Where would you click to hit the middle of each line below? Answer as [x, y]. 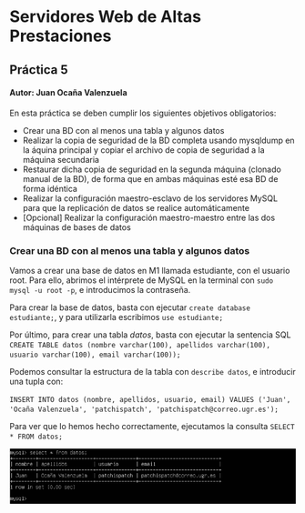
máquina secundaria [61, 159]
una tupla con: [36, 382]
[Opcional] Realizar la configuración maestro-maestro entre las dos [149, 217]
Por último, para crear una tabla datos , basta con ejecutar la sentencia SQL [150, 335]
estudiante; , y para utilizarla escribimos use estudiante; [117, 317]
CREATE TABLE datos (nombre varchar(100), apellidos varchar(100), [140, 346]
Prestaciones [61, 36]
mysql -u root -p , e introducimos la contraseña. [100, 290]
